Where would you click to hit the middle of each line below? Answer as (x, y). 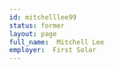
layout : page (33, 34)
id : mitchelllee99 (43, 17)
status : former (37, 26)
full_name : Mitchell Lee (56, 42)
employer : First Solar (53, 50)
